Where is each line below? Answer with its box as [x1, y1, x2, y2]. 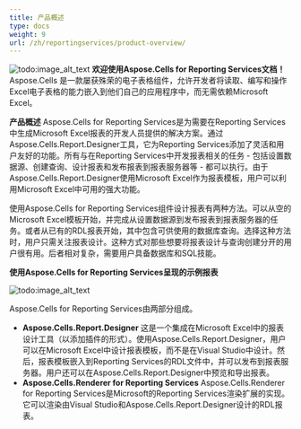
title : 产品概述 [9, 13, 64, 22]
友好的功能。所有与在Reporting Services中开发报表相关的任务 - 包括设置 [16, 150, 284, 162]
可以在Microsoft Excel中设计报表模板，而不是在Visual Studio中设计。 [21, 345, 278, 355]
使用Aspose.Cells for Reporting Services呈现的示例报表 [9, 267, 219, 278]
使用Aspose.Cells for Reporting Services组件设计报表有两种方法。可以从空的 [9, 203, 292, 214]
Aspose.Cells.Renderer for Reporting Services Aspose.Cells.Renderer [21, 378, 285, 389]
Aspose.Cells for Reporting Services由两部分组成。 [9, 303, 198, 314]
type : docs [9, 22, 50, 31]
